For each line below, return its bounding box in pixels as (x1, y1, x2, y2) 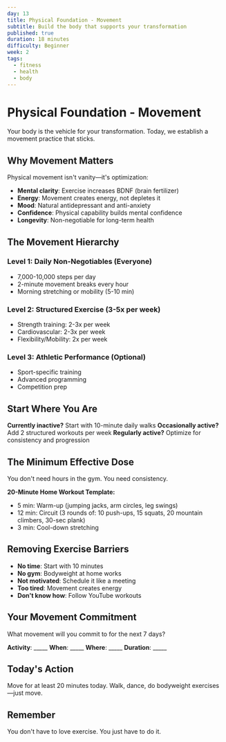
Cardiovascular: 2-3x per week (17, 328, 106, 336)
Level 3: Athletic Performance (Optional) (7, 353, 147, 362)
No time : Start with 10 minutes (17, 562, 104, 570)
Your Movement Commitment (7, 611, 137, 624)
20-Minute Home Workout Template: (7, 488, 115, 496)
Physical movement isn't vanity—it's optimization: (7, 173, 149, 182)
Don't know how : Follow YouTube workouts (17, 591, 142, 599)
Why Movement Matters (7, 154, 114, 166)
